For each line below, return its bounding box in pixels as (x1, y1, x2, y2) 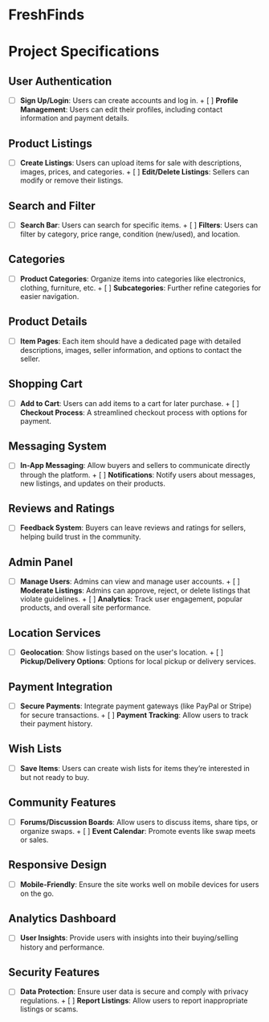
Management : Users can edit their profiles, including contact (19, 105, 223, 114)
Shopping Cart (8, 377, 83, 391)
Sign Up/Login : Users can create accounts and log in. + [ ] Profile (19, 96, 238, 105)
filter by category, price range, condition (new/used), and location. (19, 229, 241, 239)
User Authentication (8, 74, 112, 88)
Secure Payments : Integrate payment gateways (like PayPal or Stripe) (19, 701, 252, 711)
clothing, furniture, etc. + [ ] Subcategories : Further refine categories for (19, 283, 262, 293)
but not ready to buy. (19, 772, 90, 782)
